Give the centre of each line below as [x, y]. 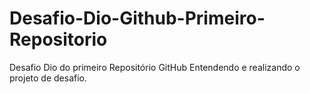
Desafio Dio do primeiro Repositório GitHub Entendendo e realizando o [155, 67]
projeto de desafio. [48, 78]
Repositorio [58, 39]
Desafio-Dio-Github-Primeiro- [137, 18]
